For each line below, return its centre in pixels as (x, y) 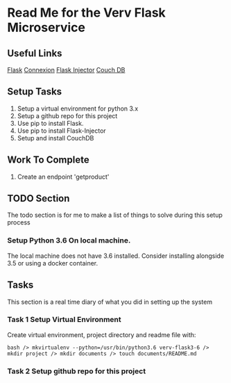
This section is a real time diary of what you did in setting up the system (110, 302)
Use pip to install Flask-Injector (61, 131)
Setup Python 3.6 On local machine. (69, 241)
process (19, 222)
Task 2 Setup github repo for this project (77, 371)
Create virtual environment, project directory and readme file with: (102, 334)
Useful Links (35, 53)
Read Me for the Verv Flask (87, 13)
